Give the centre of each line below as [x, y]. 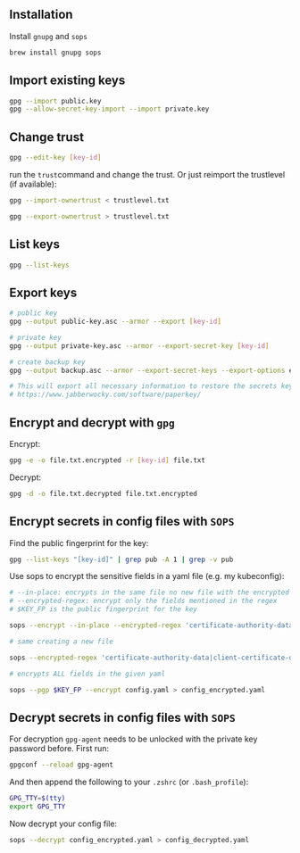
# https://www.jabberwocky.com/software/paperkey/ [105, 395]
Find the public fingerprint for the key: [79, 542]
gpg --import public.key [55, 101]
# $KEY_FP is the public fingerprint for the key [104, 609]
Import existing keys [67, 81]
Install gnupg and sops [48, 36]
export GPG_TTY [37, 807]
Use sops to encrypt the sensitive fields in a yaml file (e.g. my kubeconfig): [147, 576]
